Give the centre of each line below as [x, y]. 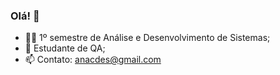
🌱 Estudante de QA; [65, 48]
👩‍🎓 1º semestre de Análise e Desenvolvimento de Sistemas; [147, 38]
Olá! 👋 [25, 16]
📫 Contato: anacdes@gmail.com [93, 60]
